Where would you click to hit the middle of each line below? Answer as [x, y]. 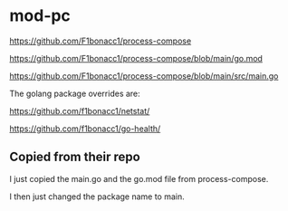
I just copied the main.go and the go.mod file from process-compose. [139, 178]
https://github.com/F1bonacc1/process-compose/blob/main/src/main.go [144, 76]
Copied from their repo [75, 157]
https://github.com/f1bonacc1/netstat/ [80, 110]
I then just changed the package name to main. [97, 197]
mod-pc [40, 16]
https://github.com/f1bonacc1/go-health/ [85, 129]
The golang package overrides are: [75, 93]
